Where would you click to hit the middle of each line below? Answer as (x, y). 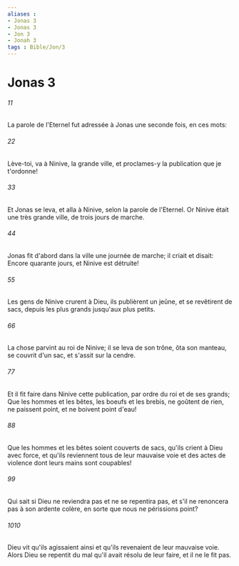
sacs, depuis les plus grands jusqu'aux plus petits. (81, 309)
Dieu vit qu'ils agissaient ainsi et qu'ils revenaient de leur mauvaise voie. (113, 547)
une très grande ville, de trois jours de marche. (76, 217)
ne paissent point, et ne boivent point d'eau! (72, 409)
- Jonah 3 (22, 41)
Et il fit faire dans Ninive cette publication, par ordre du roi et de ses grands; (119, 394)
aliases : (22, 14)
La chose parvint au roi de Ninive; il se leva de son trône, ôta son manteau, (117, 348)
